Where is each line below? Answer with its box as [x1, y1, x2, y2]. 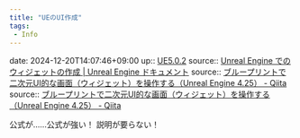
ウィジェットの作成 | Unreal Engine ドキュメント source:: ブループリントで [9, 66, 286, 77]
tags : [9, 22, 30, 30]
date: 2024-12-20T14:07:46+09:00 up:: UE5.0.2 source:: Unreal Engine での [9, 56, 291, 66]
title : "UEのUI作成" [9, 13, 83, 22]
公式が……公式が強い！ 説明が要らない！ [9, 119, 160, 130]
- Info [13, 30, 39, 39]
